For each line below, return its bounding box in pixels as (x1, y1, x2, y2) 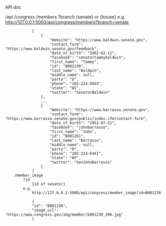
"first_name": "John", (49, 129, 97, 134)
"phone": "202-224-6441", (49, 151, 103, 156)
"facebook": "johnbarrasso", (49, 125, 110, 130)
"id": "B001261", (49, 134, 85, 139)
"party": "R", (49, 147, 79, 152)
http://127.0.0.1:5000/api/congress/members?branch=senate (5, 19, 129, 25)
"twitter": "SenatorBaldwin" (49, 90, 110, 95)
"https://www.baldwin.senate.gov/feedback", (5, 46, 99, 51)
